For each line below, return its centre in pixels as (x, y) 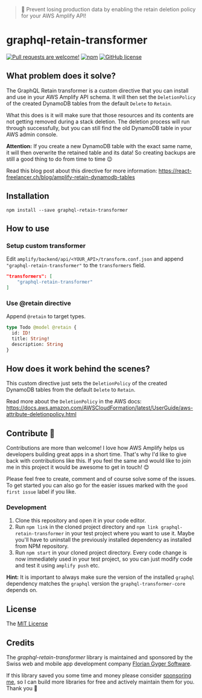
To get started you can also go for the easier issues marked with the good (97, 485)
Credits (21, 643)
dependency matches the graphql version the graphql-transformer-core (96, 584)
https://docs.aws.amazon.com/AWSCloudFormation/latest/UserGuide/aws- (100, 408)
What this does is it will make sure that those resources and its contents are (100, 115)
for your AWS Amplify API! (53, 16)
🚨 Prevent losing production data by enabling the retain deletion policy (108, 9)
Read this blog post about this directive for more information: (82, 171)
